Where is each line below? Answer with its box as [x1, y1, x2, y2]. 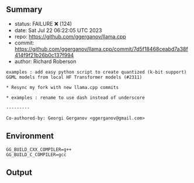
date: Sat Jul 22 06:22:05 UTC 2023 [14, 26, 102, 34]
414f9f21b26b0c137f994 [14, 51, 74, 58]
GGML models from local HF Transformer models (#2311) [6, 74, 143, 80]
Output [6, 168, 32, 178]
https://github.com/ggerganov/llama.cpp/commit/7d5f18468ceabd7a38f [14, 45, 188, 52]
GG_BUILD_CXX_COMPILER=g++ [6, 146, 72, 153]
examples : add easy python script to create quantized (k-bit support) [6, 69, 187, 75]
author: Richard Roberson [14, 58, 77, 65]
